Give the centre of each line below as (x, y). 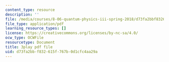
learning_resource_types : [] (36, 28)
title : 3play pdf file (29, 47)
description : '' (22, 14)
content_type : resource (30, 10)
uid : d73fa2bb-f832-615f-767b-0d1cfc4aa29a (52, 51)
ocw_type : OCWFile (24, 38)
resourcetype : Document (30, 42)
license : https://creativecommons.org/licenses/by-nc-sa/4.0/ (72, 33)
